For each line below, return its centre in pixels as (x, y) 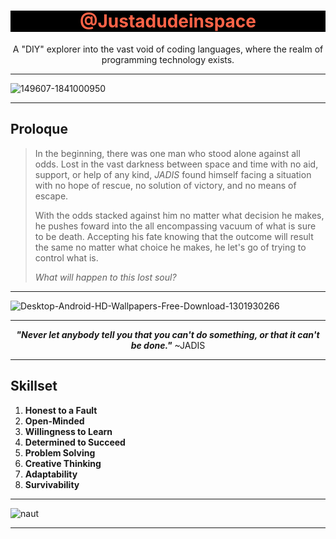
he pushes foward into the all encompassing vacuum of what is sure (175, 226)
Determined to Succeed (75, 442)
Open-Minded (54, 421)
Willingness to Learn (68, 431)
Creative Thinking (63, 463)
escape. (51, 196)
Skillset (34, 386)
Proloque (39, 129)
